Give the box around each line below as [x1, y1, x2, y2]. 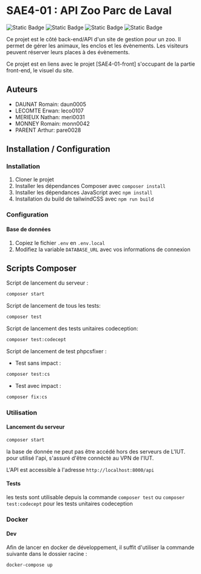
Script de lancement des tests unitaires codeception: [6, 325, 138, 332]
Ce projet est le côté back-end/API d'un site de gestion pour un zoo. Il [6, 35, 181, 43]
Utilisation [6, 408, 38, 417]
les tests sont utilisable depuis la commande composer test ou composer [6, 493, 185, 500]
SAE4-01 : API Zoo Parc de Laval [6, 4, 172, 18]
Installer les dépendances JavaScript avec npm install [15, 189, 153, 196]
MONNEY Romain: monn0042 [15, 120, 90, 127]
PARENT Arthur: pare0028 [15, 126, 81, 134]
